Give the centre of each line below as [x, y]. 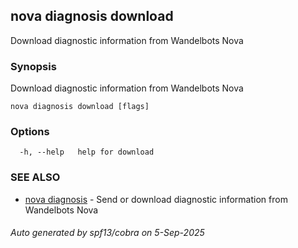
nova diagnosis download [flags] [80, 107]
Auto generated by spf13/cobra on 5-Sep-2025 [107, 233]
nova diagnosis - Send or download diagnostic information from [156, 199]
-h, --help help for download [87, 152]
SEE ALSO [35, 177]
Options [30, 132]
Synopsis [33, 66]
